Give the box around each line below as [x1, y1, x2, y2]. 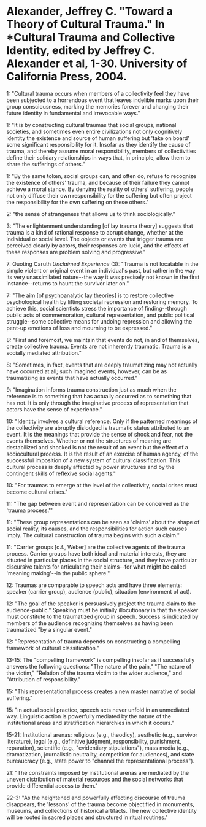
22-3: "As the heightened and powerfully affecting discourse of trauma [6, 794, 186, 801]
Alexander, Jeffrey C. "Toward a [6, 4, 173, 18]
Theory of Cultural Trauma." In [6, 17, 166, 31]
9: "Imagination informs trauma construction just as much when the [6, 386, 177, 394]
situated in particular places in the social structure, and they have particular [6, 556, 197, 564]
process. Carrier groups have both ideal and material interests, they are [6, 549, 187, 557]
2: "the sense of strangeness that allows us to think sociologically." [6, 210, 176, 217]
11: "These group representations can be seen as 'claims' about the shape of [6, 518, 200, 526]
